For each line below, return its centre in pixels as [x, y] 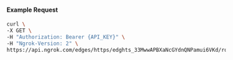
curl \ [16, 24]
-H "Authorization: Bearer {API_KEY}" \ [66, 37]
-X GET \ [19, 31]
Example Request [32, 10]
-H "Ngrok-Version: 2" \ [42, 43]
